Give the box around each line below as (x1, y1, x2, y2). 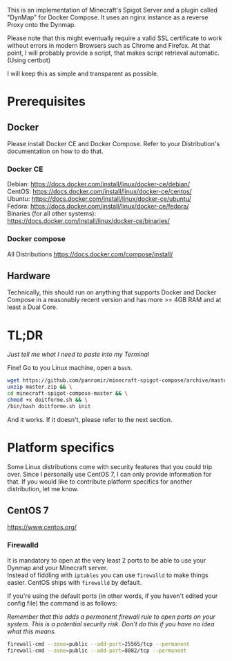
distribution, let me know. (7, 484, 79, 493)
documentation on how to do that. (7, 147, 104, 155)
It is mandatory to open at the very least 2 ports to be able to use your (7, 556, 206, 564)
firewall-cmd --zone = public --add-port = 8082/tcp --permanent (7, 647, 187, 654)
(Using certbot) (7, 56, 50, 64)
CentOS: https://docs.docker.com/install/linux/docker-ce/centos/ (7, 187, 192, 196)
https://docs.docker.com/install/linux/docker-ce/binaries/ (7, 217, 171, 225)
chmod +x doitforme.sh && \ (7, 396, 88, 403)
